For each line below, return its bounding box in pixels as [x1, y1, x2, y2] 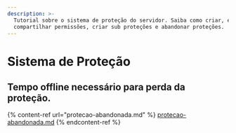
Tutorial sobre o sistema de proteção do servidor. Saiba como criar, [13, 17, 225, 24]
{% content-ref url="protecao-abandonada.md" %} [7, 111, 156, 119]
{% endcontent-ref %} [55, 118, 122, 127]
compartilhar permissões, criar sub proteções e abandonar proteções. [13, 23, 225, 30]
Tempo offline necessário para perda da [7, 81, 185, 93]
